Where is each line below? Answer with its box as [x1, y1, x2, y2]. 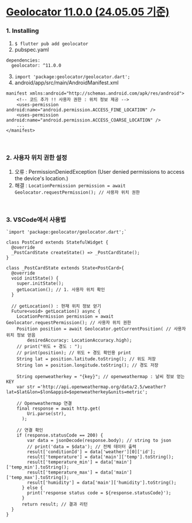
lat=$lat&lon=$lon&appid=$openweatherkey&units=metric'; [6, 389, 148, 395]
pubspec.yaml [14, 46, 49, 53]
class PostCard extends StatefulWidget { [6, 239, 109, 245]
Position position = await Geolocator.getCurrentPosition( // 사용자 [16, 326, 186, 332]
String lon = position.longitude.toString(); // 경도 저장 [16, 362, 159, 369]
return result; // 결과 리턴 [21, 501, 88, 508]
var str [16, 384, 35, 390]
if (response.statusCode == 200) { [16, 433, 104, 438]
